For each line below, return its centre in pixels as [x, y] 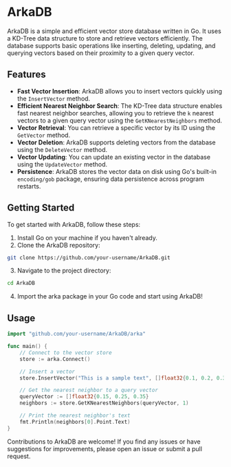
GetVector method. [44, 135]
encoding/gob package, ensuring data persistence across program [111, 179]
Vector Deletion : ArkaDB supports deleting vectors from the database [116, 142]
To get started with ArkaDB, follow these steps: [74, 224]
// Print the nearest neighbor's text [75, 415]
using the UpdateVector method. [62, 164]
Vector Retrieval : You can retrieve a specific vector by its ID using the [116, 127]
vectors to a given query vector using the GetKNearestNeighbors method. [119, 120]
